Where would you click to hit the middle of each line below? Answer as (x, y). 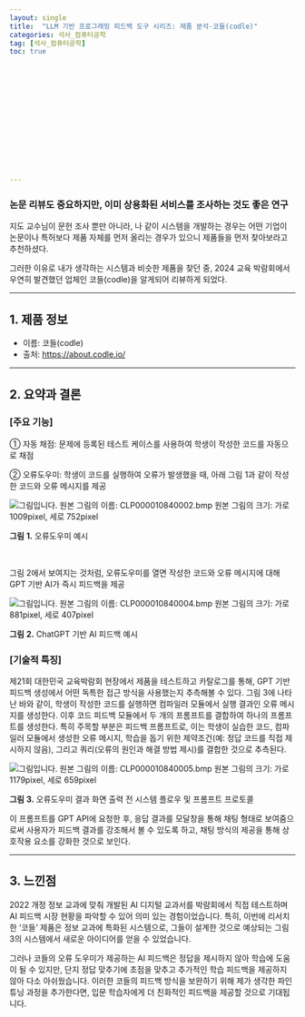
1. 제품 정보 (39, 319)
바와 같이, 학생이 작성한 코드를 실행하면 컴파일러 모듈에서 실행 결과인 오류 (148, 704)
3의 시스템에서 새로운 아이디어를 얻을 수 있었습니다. (100, 938)
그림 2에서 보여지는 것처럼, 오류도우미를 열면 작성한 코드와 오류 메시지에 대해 (145, 572)
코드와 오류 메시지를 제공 (63, 486)
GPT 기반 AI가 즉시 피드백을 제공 (67, 584)
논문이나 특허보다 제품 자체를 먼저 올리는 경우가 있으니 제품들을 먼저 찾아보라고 (149, 238)
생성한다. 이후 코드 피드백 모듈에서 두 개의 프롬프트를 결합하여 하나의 (147, 716)
